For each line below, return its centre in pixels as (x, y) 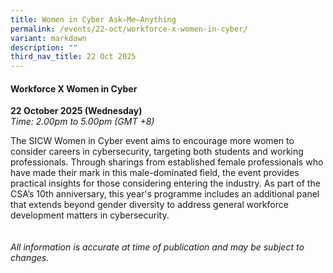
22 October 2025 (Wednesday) (76, 111)
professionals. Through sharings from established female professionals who (167, 162)
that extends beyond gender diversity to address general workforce (149, 205)
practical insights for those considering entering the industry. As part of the (165, 183)
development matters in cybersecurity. (90, 215)
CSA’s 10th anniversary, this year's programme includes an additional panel (165, 194)
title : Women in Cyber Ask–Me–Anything (93, 19)
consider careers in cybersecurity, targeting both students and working (157, 152)
